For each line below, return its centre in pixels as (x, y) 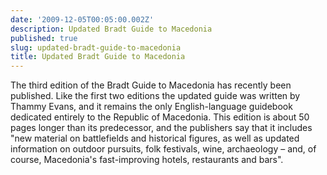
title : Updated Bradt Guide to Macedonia (98, 57)
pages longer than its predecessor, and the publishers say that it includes (161, 128)
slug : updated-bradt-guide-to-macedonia (96, 47)
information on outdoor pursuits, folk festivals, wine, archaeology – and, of (163, 149)
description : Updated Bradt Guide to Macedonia (111, 29)
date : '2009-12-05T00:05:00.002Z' (82, 19)
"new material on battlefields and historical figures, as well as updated (155, 138)
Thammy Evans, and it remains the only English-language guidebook (151, 107)
